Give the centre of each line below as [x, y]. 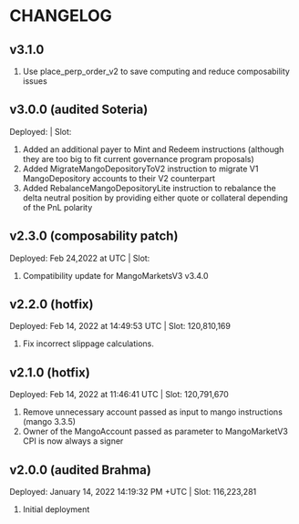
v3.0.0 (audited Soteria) [79, 110]
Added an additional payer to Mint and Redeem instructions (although [153, 149]
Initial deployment [56, 509]
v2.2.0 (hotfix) [52, 305]
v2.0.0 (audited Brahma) [81, 470]
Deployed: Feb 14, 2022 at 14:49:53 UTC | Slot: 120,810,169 [120, 326]
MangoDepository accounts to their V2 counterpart [119, 178]
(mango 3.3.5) [49, 422]
